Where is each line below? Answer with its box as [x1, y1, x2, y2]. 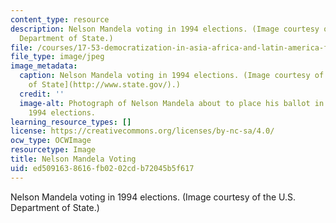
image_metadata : [10, 61, 78, 71]
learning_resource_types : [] [10, 117, 132, 127]
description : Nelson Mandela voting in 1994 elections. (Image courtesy [10, 24, 320, 34]
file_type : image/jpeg [10, 52, 105, 62]
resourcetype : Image [10, 145, 97, 155]
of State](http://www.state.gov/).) [28, 80, 182, 90]
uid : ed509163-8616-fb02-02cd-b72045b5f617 [10, 163, 195, 173]
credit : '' [19, 89, 65, 99]
